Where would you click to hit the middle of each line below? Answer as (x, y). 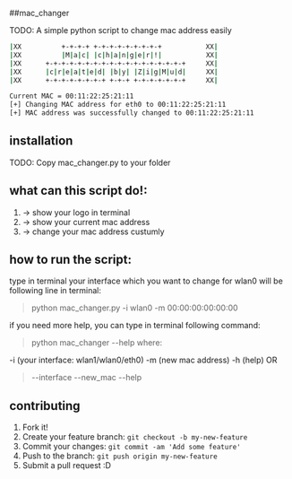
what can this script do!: (78, 191)
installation (41, 141)
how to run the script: (71, 260)
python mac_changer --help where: (97, 343)
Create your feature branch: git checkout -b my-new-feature (135, 437)
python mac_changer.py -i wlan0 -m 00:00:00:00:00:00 (135, 308)
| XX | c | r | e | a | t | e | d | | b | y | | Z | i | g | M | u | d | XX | (114, 72)
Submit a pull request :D (67, 466)
